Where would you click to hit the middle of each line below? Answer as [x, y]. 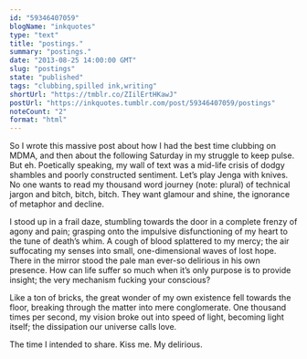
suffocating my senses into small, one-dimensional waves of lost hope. [143, 251]
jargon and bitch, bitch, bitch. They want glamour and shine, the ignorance [150, 195]
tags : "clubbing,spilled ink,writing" [83, 86]
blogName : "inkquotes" [53, 26]
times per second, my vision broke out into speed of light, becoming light [147, 317]
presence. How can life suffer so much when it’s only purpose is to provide [150, 270]
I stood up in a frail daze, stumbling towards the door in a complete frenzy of [153, 222]
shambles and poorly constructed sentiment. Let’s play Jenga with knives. [149, 175]
